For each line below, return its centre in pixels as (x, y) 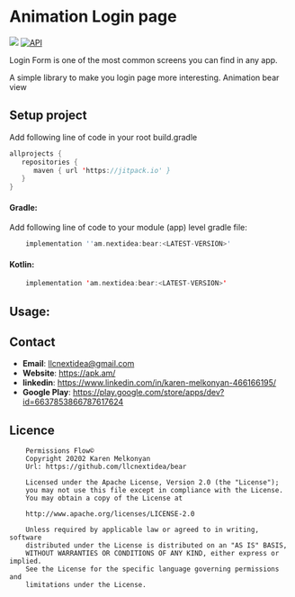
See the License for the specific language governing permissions (152, 569)
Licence (32, 430)
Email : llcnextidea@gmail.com (78, 364)
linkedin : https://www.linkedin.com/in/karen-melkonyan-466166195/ (149, 383)
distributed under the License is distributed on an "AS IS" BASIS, (156, 546)
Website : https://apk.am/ (69, 373)
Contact (32, 343)
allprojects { (36, 154)
